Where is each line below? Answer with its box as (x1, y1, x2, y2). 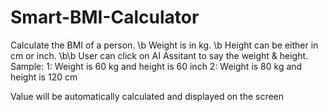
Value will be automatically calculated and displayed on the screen (10, 90, 285, 102)
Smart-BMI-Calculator (10, 6, 200, 29)
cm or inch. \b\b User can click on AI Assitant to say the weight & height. (10, 49, 309, 61)
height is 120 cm (10, 71, 78, 83)
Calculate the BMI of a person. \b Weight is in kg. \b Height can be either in (10, 39, 319, 51)
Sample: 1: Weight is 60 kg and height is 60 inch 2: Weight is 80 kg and (10, 60, 303, 72)
